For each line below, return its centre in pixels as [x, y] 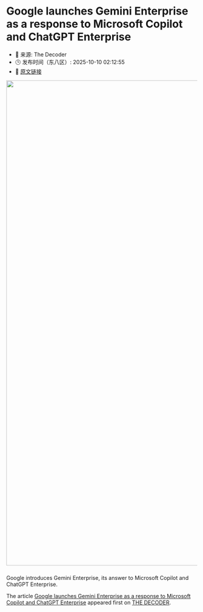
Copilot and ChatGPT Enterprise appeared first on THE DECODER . [89, 602]
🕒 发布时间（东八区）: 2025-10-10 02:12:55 [70, 62]
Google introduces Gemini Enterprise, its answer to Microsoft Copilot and [98, 577]
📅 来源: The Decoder [41, 54]
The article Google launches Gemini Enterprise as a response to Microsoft [98, 596]
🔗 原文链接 [28, 72]
